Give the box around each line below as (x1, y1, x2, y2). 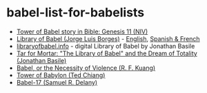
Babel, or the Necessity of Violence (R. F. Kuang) (16, 64, 156, 72)
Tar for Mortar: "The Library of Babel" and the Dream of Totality (16, 49, 197, 57)
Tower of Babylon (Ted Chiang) (16, 70, 106, 79)
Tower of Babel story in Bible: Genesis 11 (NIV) (16, 27, 148, 36)
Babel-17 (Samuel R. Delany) (16, 78, 98, 86)
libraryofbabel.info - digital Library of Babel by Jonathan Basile (16, 42, 195, 50)
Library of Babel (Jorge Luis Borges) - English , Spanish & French (16, 34, 201, 42)
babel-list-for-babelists (6, 5, 145, 21)
